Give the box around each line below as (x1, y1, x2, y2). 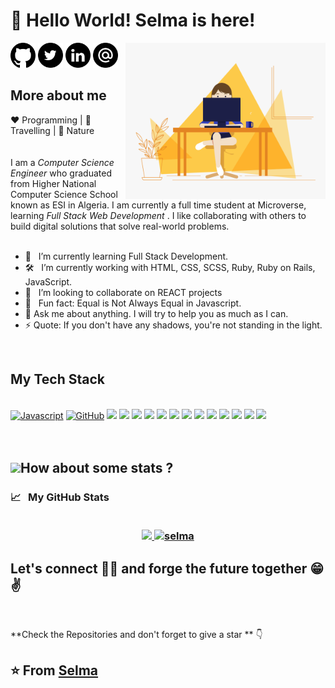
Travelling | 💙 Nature (10, 124, 95, 136)
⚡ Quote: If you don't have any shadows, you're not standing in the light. (24, 319, 323, 331)
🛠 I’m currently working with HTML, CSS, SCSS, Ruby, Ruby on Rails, (24, 261, 316, 273)
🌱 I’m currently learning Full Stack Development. (24, 250, 229, 262)
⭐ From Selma (10, 662, 99, 679)
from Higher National (10, 177, 97, 189)
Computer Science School (10, 188, 118, 200)
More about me (10, 87, 107, 104)
